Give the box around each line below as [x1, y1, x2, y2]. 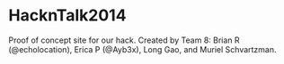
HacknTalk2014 [8, 5, 127, 26]
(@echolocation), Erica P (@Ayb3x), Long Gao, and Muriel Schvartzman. [8, 44, 277, 54]
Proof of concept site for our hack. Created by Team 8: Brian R [8, 35, 240, 45]
